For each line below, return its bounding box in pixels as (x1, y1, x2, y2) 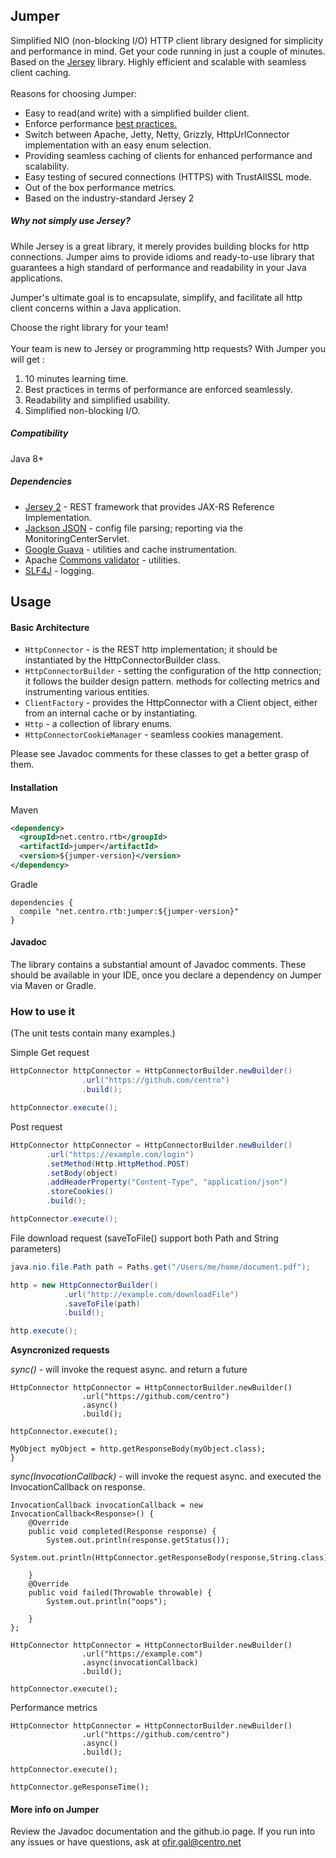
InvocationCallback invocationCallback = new (10, 1500, 203, 1511)
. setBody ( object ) (46, 1168, 118, 1178)
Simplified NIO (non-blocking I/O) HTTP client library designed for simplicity (10, 34, 324, 46)
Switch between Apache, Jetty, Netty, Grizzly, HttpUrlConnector (24, 128, 290, 140)
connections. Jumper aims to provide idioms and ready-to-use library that (10, 250, 315, 263)
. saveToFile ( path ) (63, 1299, 141, 1309)
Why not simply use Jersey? (10, 215, 131, 227)
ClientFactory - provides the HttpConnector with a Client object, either (24, 697, 318, 709)
